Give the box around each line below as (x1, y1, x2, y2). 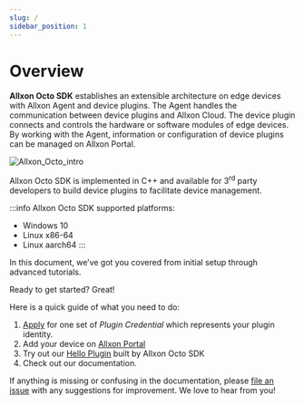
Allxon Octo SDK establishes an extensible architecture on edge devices (9, 91, 281, 101)
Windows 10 (22, 220, 69, 231)
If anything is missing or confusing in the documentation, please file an (9, 375, 274, 386)
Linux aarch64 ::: (22, 239, 86, 250)
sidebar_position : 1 (9, 22, 88, 31)
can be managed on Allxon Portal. (9, 139, 136, 149)
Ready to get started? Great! (9, 284, 115, 295)
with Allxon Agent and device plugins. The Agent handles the (9, 101, 238, 111)
